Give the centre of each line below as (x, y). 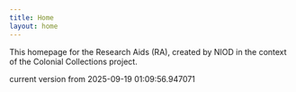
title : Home (31, 18)
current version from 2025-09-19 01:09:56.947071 (103, 78)
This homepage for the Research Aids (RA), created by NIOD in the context (148, 51)
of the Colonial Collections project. (73, 61)
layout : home (34, 26)
